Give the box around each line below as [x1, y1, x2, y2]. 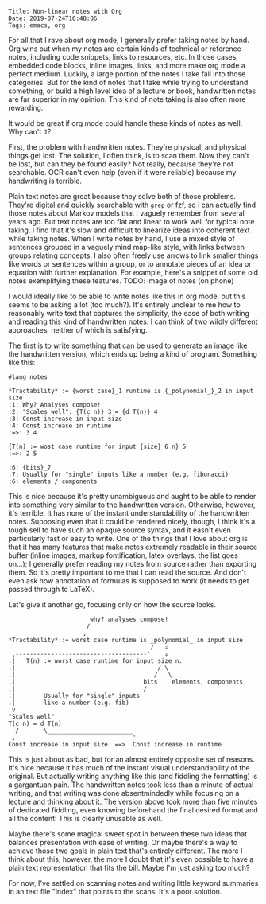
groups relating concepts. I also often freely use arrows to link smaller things [8, 251, 259, 260]
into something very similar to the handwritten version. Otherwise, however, [8, 500, 256, 509]
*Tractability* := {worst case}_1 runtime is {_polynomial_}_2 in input [8, 387, 254, 395]
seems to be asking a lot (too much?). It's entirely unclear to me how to [8, 300, 241, 310]
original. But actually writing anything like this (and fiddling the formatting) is [8, 772, 258, 781]
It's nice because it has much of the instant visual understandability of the [8, 763, 250, 772]
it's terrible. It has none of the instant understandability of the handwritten [8, 509, 250, 517]
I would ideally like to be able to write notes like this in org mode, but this [8, 291, 246, 301]
